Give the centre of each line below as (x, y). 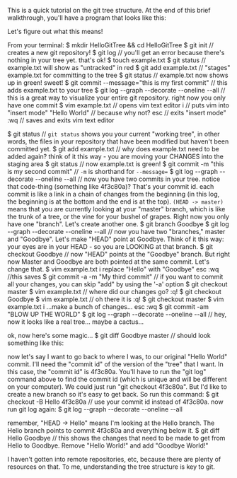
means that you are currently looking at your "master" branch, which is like (116, 209)
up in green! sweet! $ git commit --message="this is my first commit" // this (117, 83)
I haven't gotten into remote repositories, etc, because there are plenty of (114, 459)
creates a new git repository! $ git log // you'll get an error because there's (116, 53)
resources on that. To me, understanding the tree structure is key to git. (111, 467)
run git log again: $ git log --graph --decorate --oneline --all (95, 409)
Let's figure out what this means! (55, 31)
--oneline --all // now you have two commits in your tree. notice (128, 179)
